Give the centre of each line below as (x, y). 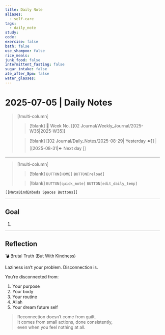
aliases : (14, 14)
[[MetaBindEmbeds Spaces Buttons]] (41, 192)
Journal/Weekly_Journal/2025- (112, 125)
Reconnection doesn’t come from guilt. (56, 317)
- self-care (22, 19)
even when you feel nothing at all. (51, 327)
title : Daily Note (24, 10)
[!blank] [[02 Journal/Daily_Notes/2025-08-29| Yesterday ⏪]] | (93, 141)
